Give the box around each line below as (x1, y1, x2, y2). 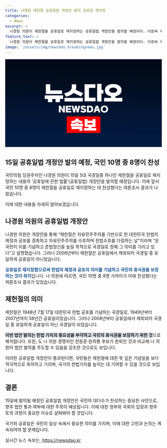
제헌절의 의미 (5, 295, 43, 304)
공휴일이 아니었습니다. (18, 256, 61, 262)
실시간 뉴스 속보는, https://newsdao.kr (5, 437, 81, 443)
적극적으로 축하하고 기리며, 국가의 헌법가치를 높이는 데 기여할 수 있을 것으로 (5, 361, 151, 367)
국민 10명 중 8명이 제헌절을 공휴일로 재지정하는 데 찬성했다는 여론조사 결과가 (5, 185, 153, 191)
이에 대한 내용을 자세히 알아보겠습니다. (5, 201, 80, 207)
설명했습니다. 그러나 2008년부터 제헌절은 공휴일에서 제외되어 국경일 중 (16, 250, 153, 256)
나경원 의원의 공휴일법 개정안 (5, 217, 88, 226)
